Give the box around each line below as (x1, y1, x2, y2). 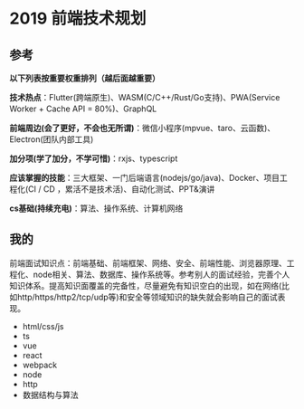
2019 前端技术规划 (9, 8, 147, 29)
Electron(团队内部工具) (9, 134, 94, 145)
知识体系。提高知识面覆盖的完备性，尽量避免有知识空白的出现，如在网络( (9, 280, 282, 290)
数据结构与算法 (22, 389, 79, 400)
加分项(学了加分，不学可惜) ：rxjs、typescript (9, 153, 178, 164)
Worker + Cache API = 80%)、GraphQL (9, 103, 157, 114)
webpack (22, 359, 57, 370)
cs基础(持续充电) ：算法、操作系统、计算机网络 (9, 203, 184, 214)
